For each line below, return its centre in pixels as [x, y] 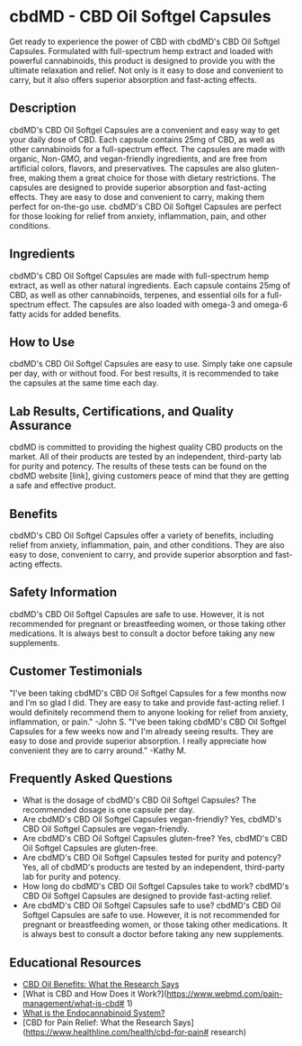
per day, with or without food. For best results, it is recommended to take [144, 373]
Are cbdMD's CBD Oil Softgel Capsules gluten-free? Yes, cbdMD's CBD [155, 839]
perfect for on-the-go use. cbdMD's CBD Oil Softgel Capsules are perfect [146, 206]
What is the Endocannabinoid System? [93, 1013]
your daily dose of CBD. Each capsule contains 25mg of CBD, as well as [142, 139]
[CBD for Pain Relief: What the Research [97, 1023]
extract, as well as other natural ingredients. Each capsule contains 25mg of [150, 285]
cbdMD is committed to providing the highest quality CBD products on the [146, 447]
